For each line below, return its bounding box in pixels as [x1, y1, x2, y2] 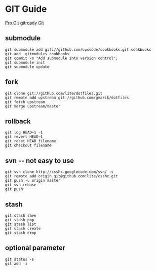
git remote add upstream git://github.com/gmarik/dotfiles [5, 95, 129, 100]
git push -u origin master [5, 178, 61, 183]
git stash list [5, 222, 37, 227]
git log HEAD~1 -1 [5, 130, 43, 135]
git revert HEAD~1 [5, 135, 43, 139]
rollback [5, 117, 31, 125]
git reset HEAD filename [5, 139, 56, 144]
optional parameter [5, 244, 66, 252]
